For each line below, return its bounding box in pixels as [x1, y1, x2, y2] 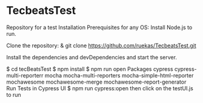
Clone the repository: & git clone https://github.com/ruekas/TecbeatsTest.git [6, 42, 196, 49]
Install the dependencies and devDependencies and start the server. [6, 53, 178, 61]
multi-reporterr [6, 71, 44, 79]
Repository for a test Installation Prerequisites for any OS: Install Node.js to [6, 24, 193, 31]
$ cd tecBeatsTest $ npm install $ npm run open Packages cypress [6, 65, 174, 73]
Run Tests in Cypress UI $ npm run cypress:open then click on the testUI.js [6, 84, 194, 91]
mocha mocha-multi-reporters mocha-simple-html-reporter [44, 71, 194, 79]
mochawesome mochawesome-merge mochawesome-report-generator [6, 78, 187, 85]
